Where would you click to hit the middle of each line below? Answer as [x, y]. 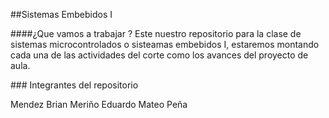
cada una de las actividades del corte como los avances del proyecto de [159, 55]
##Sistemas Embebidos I [61, 14]
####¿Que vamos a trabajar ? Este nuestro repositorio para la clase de [156, 33]
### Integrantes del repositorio [74, 85]
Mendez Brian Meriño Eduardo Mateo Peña [99, 104]
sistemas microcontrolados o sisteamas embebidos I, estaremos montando [165, 44]
